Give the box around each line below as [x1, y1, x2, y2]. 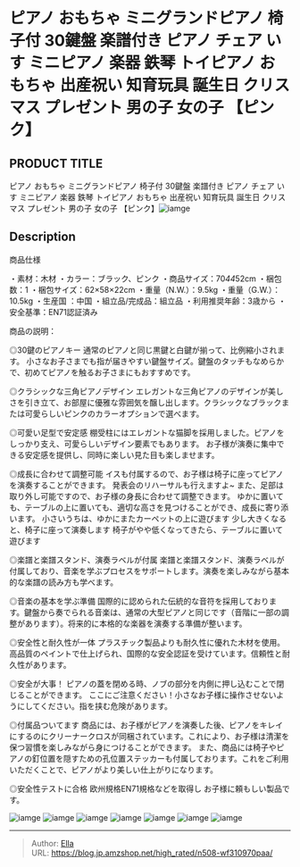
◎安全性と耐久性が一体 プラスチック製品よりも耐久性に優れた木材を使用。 [9, 637, 286, 647]
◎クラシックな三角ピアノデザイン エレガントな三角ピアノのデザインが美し [9, 386, 284, 396]
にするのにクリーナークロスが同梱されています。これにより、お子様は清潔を [9, 730, 290, 741]
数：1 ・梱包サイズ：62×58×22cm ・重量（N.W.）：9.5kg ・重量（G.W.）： [9, 284, 281, 295]
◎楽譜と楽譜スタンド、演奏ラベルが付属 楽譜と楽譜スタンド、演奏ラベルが [9, 554, 285, 565]
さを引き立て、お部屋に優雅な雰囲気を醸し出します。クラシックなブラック [9, 396, 282, 407]
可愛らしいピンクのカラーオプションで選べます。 [24, 408, 204, 419]
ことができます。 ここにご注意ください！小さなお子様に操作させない [24, 689, 277, 700]
